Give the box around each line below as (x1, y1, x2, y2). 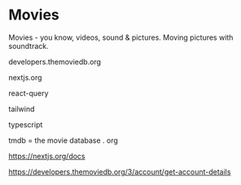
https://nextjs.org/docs (8, 151, 85, 161)
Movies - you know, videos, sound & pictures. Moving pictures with (8, 32, 234, 42)
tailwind (8, 104, 35, 114)
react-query (8, 88, 49, 98)
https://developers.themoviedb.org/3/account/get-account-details (8, 166, 231, 176)
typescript (8, 119, 43, 129)
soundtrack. (8, 41, 49, 50)
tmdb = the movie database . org (8, 136, 118, 145)
